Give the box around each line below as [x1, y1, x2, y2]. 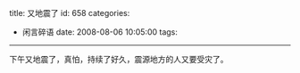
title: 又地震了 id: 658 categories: [9, 8, 130, 18]
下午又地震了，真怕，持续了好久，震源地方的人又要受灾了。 [9, 54, 229, 64]
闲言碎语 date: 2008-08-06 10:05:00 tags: [21, 27, 179, 37]
